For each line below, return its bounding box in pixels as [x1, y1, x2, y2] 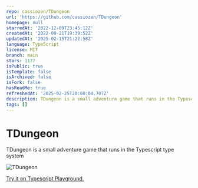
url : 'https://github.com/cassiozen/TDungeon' [6, 14, 123, 20]
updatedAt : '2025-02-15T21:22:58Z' [6, 36, 94, 42]
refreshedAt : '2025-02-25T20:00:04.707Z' [6, 90, 110, 96]
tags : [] [6, 101, 28, 108]
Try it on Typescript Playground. [6, 175, 84, 182]
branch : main [6, 52, 38, 58]
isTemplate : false [6, 69, 51, 75]
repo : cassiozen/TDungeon [6, 8, 70, 15]
